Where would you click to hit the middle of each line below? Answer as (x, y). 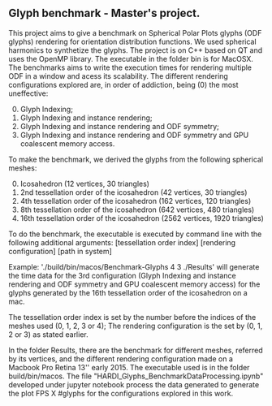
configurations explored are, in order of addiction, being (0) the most (123, 84)
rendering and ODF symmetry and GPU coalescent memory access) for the (134, 284)
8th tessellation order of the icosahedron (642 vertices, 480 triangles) (137, 209)
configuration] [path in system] (60, 251)
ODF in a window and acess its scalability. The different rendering (119, 76)
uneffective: (28, 93)
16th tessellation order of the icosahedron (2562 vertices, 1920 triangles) (142, 218)
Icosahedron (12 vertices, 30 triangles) (85, 184)
